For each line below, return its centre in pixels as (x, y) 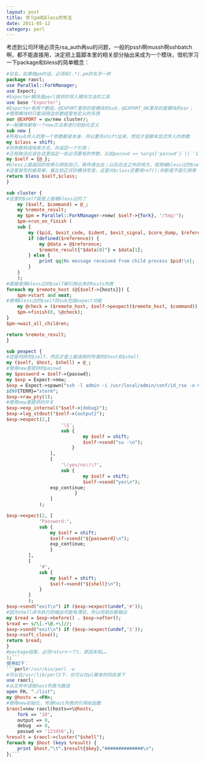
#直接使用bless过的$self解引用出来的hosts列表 (60, 284)
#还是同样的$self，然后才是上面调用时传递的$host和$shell (73, 357)
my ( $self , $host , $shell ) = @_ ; (49, 363)
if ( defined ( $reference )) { (64, 238)
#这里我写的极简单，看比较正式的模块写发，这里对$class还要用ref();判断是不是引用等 (101, 171)
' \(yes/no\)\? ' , (81, 465)
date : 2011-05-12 (28, 23)
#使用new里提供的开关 (30, 403)
